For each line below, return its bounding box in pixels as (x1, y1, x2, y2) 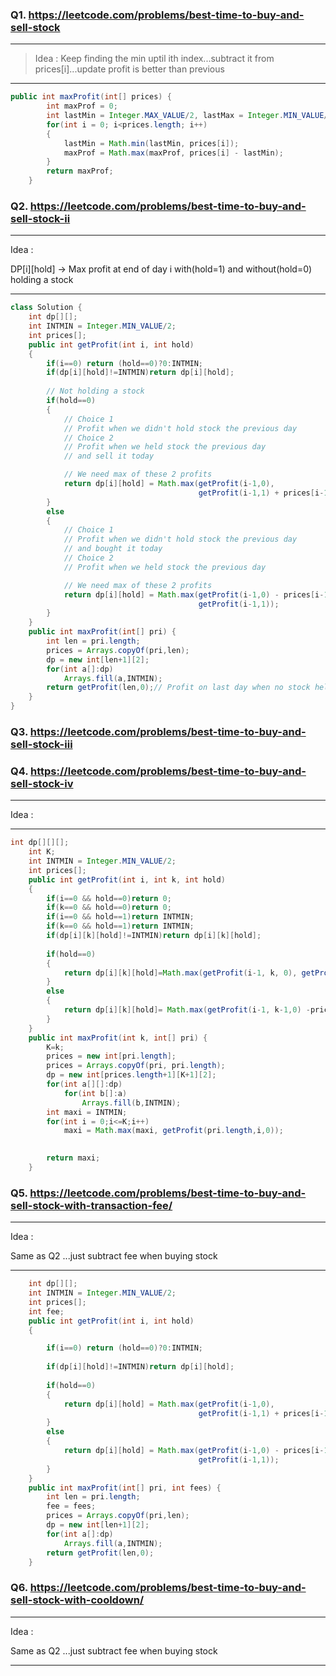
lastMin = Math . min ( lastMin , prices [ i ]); (63, 138, 240, 148)
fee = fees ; (46, 1501, 97, 1512)
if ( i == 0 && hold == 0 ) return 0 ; (46, 893, 172, 903)
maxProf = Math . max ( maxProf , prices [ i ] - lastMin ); (63, 148, 284, 158)
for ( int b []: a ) (63, 1088, 128, 1098)
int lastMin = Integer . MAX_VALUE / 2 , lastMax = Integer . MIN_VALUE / (46, 111, 329, 121)
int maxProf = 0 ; (46, 101, 118, 112)
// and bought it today (63, 544, 163, 554)
